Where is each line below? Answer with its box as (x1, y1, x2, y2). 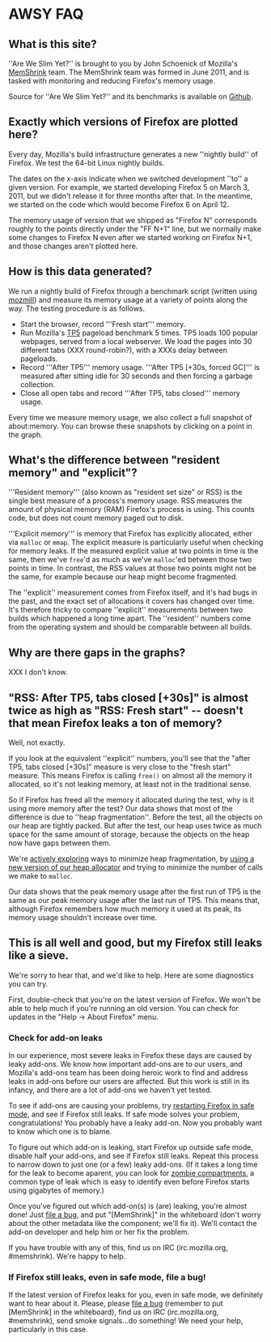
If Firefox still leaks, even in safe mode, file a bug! (8, 1271, 206, 1283)
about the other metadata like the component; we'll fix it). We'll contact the (8, 1219, 257, 1228)
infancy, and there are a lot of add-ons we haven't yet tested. (8, 1085, 213, 1095)
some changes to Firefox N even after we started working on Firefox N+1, (8, 232, 252, 242)
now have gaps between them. (8, 838, 112, 848)
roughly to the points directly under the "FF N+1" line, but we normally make (8, 224, 261, 234)
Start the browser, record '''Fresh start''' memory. (19, 319, 186, 329)
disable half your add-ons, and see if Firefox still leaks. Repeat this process (8, 1151, 259, 1161)
